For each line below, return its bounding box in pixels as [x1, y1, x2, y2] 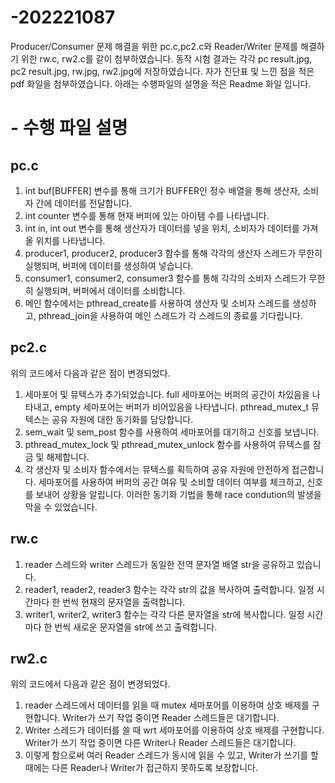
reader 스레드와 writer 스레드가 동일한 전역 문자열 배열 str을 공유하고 [24, 558, 295, 570]
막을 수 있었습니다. [24, 501, 98, 513]
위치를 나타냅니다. [35, 234, 106, 246]
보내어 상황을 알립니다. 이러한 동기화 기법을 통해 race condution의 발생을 [35, 488, 322, 500]
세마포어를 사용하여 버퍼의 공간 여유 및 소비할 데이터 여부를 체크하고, [38, 476, 305, 488]
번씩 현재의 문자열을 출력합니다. [62, 596, 186, 608]
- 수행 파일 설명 [10, 117, 128, 140]
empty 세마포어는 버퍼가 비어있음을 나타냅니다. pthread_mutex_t [54, 401, 310, 413]
